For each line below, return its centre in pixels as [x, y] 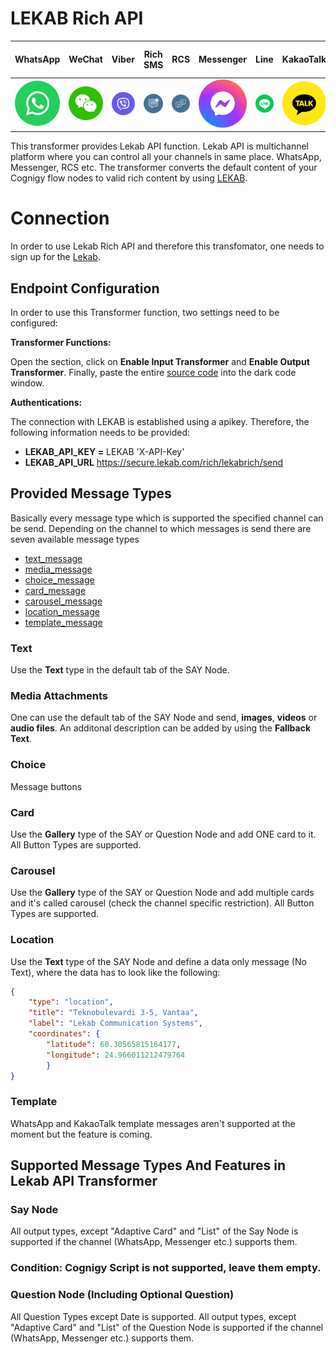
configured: [34, 323]
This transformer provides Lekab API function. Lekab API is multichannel [160, 146]
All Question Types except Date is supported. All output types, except [153, 1316]
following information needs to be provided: [100, 432]
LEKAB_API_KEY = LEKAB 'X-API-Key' [104, 451]
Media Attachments [59, 695]
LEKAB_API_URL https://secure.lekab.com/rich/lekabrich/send [154, 462]
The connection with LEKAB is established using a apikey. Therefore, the [160, 421]
